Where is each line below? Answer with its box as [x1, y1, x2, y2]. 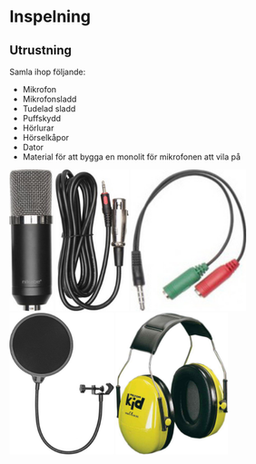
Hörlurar [22, 122, 54, 133]
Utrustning [9, 43, 73, 58]
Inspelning [9, 6, 92, 27]
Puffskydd [22, 113, 62, 123]
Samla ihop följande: [9, 66, 86, 77]
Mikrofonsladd [22, 93, 77, 104]
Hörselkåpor [22, 132, 70, 142]
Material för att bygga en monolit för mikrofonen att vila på [22, 151, 241, 162]
